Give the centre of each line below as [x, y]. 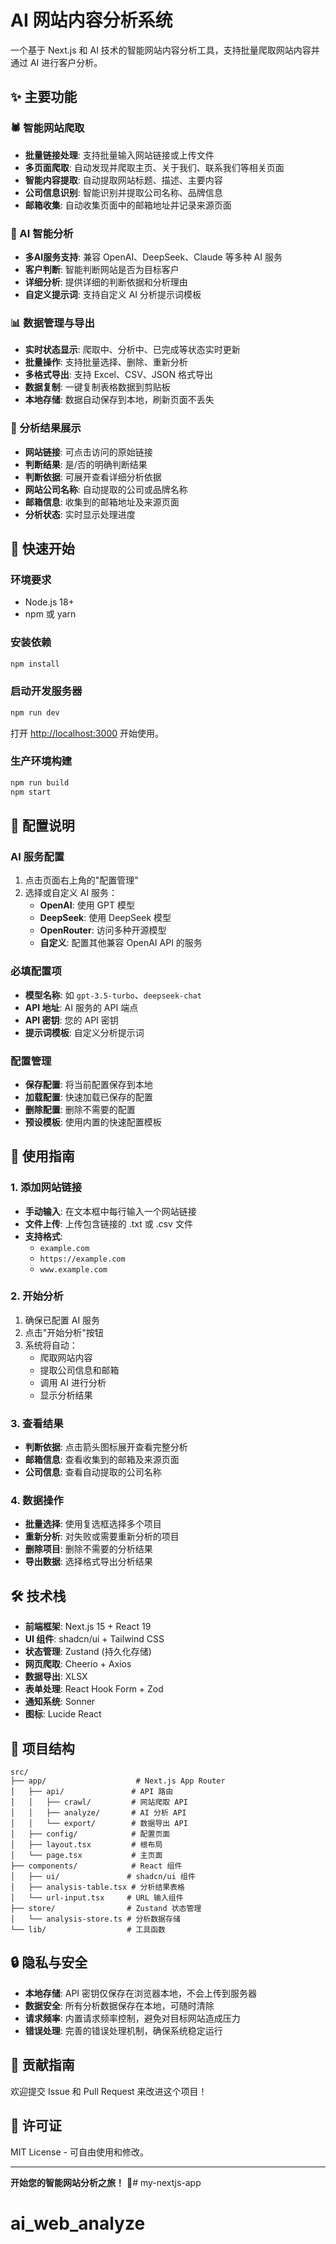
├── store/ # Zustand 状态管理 [106, 1909]
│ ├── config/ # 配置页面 [90, 1834]
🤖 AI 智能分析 [42, 233]
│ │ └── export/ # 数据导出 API [99, 1824]
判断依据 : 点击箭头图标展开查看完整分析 [106, 1447]
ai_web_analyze [78, 2223]
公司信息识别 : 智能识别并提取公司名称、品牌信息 [123, 192]
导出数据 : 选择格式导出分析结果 [88, 1562]
